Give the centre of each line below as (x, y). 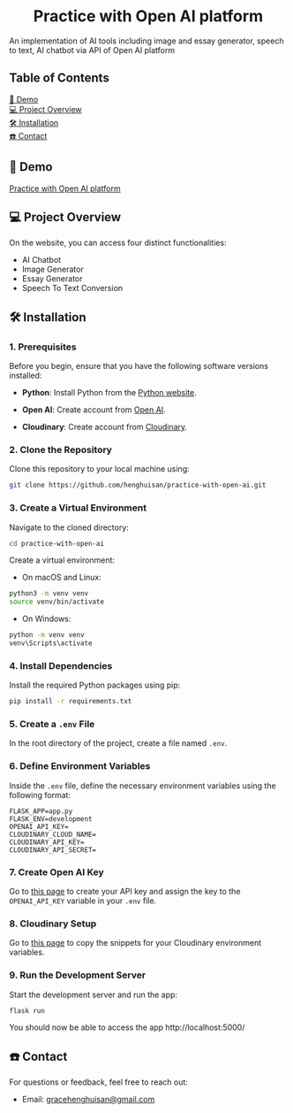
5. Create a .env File (52, 724)
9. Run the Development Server (78, 975)
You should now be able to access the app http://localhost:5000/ (127, 1027)
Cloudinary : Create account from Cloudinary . (105, 427)
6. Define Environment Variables (80, 766)
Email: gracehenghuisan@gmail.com (88, 1100)
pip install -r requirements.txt (71, 702)
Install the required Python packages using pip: (95, 685)
